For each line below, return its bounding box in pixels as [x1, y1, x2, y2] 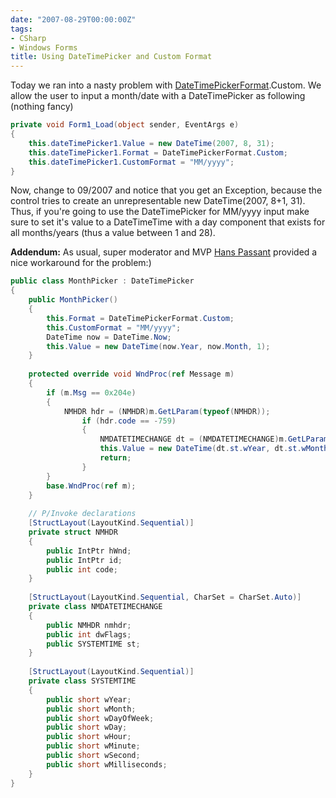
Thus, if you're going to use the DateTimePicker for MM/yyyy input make [10, 206, 310, 218]
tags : [10, 24, 33, 34]
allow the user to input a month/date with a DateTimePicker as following [10, 90, 306, 102]
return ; [99, 453, 132, 463]
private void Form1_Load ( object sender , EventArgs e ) [10, 120, 240, 130]
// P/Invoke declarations [28, 509, 137, 519]
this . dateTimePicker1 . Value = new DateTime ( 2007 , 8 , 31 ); [28, 138, 275, 148]
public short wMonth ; [46, 704, 137, 714]
